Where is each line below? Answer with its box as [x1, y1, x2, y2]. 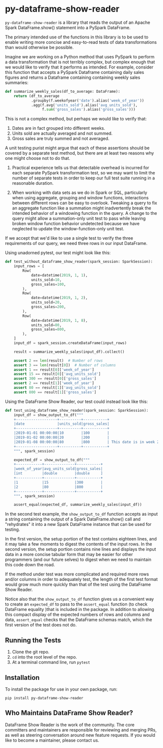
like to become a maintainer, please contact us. [5, 737, 99, 743]
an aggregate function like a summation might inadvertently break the [12, 205, 151, 211]
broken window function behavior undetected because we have [12, 221, 140, 226]
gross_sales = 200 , [31, 305, 66, 310]
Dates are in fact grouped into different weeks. [12, 125, 105, 131]
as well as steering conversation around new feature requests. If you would [5, 732, 155, 738]
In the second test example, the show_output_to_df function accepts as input [5, 511, 158, 517]
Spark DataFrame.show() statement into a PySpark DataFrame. [5, 24, 131, 30]
